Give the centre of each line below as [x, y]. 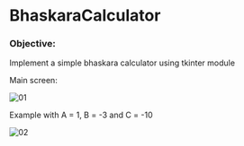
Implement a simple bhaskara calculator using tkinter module [122, 63]
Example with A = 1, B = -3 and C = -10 [81, 115]
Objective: [32, 44]
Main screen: [34, 81]
